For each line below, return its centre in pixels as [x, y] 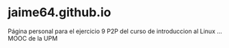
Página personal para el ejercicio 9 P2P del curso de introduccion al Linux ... [115, 31]
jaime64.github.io [59, 13]
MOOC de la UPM [33, 38]
